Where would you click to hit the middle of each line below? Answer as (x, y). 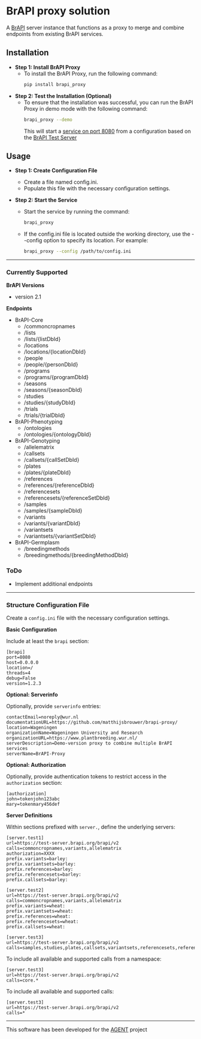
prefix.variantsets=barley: (41, 864)
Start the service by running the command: (77, 212)
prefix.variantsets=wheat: (40, 911)
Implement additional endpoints (54, 584)
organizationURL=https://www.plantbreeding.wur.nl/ (72, 738)
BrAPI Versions (25, 285)
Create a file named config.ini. (61, 182)
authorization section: (34, 782)
